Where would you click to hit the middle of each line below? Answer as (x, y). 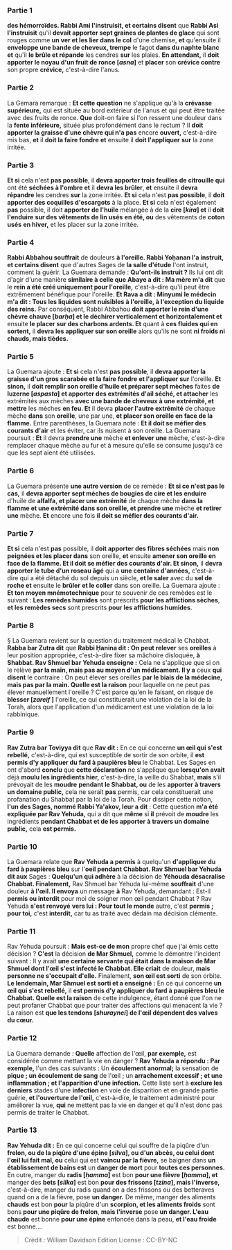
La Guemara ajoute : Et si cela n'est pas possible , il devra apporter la (107, 372)
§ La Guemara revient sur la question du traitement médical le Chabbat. (109, 641)
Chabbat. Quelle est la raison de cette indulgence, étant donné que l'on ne (114, 998)
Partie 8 (21, 625)
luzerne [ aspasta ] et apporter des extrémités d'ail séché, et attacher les (113, 394)
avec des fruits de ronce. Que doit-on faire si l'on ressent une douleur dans (115, 117)
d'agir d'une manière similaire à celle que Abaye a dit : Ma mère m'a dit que (116, 280)
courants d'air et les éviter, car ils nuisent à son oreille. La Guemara (104, 431)
